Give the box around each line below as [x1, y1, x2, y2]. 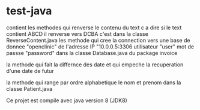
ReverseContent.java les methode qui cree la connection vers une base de [6, 36, 190, 44]
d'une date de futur [6, 67, 54, 74]
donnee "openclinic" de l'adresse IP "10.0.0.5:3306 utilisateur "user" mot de [6, 43, 194, 50]
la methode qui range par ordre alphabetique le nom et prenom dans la [6, 79, 181, 86]
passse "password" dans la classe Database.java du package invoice [6, 49, 178, 56]
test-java [6, 4, 52, 18]
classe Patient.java [6, 85, 53, 92]
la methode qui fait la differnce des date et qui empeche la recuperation [6, 61, 184, 68]
